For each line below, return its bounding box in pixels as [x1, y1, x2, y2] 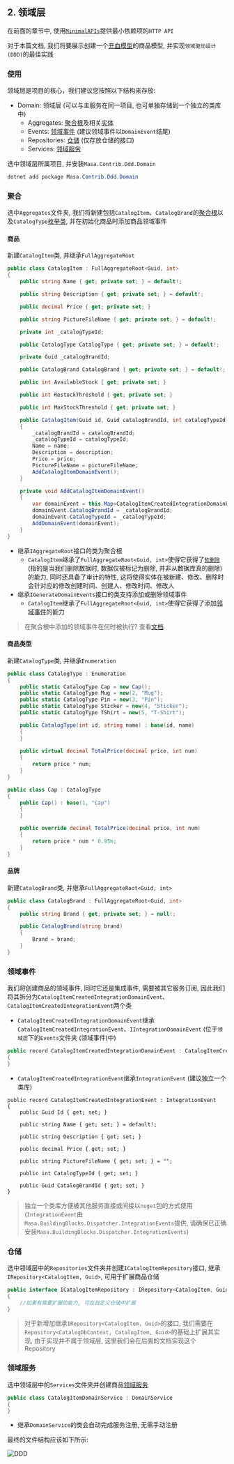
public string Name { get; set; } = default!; [19, 1121, 157, 1128]
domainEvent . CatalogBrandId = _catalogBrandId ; [32, 507, 173, 514]
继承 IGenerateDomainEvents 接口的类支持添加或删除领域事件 [17, 590, 187, 598]
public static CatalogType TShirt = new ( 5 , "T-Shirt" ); [19, 709, 186, 716]
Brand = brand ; [32, 936, 77, 943]
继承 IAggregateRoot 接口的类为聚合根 [17, 546, 123, 554]
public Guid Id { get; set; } [19, 1108, 108, 1116]
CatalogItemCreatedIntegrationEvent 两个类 [7, 1002, 132, 1010]
